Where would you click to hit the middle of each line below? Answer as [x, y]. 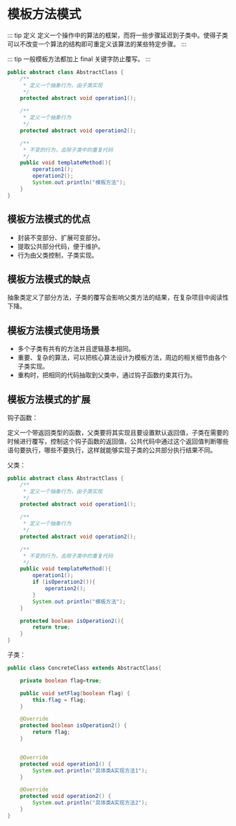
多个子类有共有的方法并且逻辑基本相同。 [76, 349]
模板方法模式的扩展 [49, 399]
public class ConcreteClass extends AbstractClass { [84, 668]
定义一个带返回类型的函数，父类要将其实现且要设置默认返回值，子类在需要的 [118, 432]
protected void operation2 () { [66, 796]
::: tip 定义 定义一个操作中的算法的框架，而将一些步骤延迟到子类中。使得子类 [118, 35]
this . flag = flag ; [59, 700]
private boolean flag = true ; [61, 681]
